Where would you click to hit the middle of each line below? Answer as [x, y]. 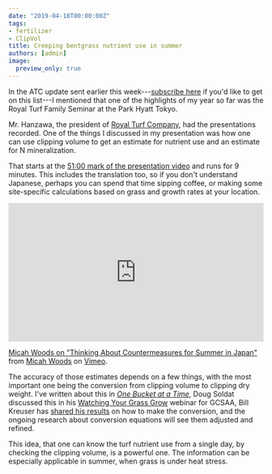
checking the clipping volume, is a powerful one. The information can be [129, 453]
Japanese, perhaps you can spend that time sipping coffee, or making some [136, 183]
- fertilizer [30, 31]
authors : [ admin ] [38, 53]
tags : [17, 23]
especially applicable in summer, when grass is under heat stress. [118, 461]
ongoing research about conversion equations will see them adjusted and [131, 420]
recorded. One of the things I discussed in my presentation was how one [130, 133]
